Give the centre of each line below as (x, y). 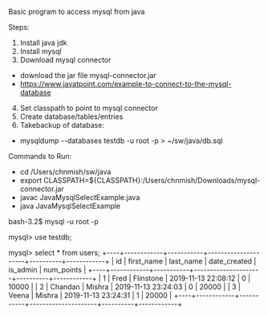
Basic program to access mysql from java (77, 12)
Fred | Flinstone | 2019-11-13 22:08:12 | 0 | (181, 278)
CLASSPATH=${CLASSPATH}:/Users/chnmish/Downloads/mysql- (152, 180)
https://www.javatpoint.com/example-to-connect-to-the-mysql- (126, 84)
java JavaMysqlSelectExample (70, 206)
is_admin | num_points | (47, 270)
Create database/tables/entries (71, 117)
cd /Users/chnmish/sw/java (65, 172)
